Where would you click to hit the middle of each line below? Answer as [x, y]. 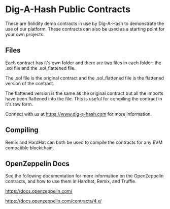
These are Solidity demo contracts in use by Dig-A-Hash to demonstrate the [85, 23]
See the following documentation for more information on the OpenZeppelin [84, 176]
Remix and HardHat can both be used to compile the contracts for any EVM [84, 142]
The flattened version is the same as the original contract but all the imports [84, 93]
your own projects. [25, 34]
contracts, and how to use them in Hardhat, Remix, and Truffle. [71, 181]
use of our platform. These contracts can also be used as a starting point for [85, 29]
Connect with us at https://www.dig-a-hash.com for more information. [79, 114]
